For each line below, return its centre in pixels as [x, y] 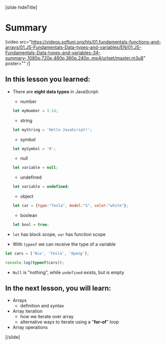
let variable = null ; [35, 168]
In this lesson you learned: [48, 79]
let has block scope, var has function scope [59, 234]
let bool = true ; [31, 225]
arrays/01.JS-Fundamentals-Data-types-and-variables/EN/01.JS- [73, 47]
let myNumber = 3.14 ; [35, 111]
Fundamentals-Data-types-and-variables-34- [53, 52]
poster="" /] [18, 63]
